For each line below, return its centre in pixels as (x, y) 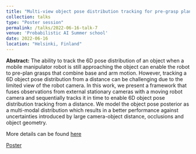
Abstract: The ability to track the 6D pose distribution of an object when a (95, 60)
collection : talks (28, 17)
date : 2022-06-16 (27, 38)
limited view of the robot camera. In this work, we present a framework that (97, 85)
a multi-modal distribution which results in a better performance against (92, 110)
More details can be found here (44, 134)
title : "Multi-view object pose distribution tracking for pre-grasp (92, 11)
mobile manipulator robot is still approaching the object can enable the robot (98, 66)
